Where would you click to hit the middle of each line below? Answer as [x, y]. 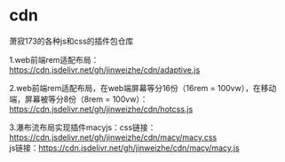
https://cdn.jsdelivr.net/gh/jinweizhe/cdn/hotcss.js [101, 109]
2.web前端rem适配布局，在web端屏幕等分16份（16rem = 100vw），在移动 [143, 88]
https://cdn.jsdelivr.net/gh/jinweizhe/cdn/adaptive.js [105, 69]
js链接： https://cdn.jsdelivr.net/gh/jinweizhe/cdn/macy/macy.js [124, 148]
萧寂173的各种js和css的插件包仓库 [71, 41]
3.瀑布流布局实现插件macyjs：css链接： [83, 127]
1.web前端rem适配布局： [54, 59]
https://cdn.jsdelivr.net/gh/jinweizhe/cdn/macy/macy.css [113, 137]
